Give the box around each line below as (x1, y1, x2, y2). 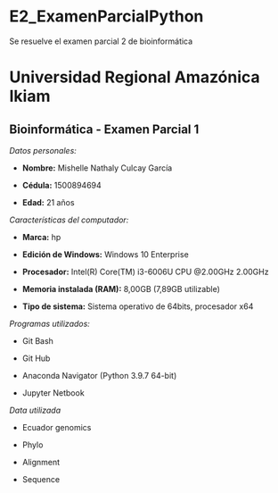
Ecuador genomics (21, 422, 92, 432)
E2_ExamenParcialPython (9, 6, 204, 27)
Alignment (21, 456, 61, 467)
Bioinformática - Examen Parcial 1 (9, 121, 200, 137)
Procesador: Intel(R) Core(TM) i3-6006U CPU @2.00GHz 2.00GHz (21, 266, 269, 277)
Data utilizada (9, 405, 61, 415)
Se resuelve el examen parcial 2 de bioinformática (9, 36, 193, 46)
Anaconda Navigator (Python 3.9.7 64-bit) (21, 370, 177, 380)
